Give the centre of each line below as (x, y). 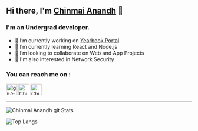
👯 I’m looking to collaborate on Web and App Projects (79, 53)
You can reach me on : (39, 74)
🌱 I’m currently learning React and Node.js (66, 46)
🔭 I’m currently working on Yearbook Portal (67, 40)
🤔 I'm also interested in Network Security (64, 59)
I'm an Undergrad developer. (48, 28)
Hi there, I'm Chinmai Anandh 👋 (65, 11)
